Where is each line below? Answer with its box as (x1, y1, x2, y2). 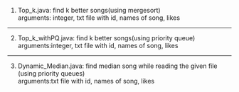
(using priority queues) (17, 69, 85, 77)
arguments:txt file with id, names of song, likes (17, 77, 155, 85)
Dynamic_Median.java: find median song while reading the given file (17, 62, 218, 70)
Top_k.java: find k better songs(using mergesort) (17, 6, 161, 14)
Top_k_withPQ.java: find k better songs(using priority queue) (17, 34, 196, 42)
